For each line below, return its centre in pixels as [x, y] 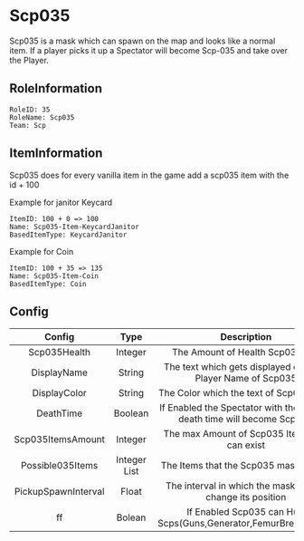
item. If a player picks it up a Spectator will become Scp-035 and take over [148, 50]
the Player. [29, 60]
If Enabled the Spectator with [221, 408]
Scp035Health [60, 353]
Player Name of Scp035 [246, 379]
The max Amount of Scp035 [224, 434]
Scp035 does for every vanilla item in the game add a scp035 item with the [149, 175]
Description [246, 337]
